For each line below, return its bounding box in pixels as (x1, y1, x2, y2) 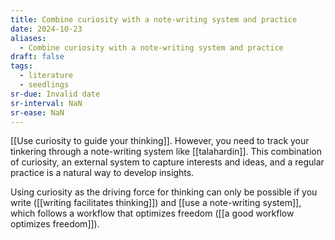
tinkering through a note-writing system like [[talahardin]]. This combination (10, 146, 322, 158)
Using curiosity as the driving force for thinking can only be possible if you (10, 186, 318, 198)
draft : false (10, 52, 65, 62)
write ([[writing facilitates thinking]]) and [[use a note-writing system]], (10, 197, 302, 209)
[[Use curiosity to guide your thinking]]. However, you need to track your (10, 135, 310, 147)
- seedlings (19, 80, 70, 90)
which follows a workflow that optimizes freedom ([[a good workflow (10, 207, 295, 220)
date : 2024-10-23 (10, 24, 83, 34)
